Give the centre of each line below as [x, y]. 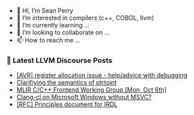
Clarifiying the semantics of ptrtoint [67, 83]
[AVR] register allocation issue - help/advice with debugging [102, 75]
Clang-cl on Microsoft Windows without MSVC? [84, 97]
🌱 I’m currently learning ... [53, 25]
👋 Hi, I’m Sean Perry [45, 11]
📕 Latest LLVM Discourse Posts [60, 60]
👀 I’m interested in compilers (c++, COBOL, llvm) [85, 18]
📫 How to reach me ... [48, 40]
